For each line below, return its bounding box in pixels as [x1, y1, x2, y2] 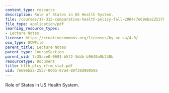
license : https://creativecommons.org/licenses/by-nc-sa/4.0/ [5, 36, 138, 41]
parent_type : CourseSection [5, 49, 64, 54]
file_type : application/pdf [5, 21, 64, 27]
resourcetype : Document [5, 59, 55, 64]
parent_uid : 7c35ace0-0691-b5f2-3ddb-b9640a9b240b [5, 54, 114, 59]
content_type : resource [5, 7, 55, 13]
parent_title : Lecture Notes [5, 45, 66, 50]
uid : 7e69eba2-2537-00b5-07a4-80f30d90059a [5, 68, 98, 73]
